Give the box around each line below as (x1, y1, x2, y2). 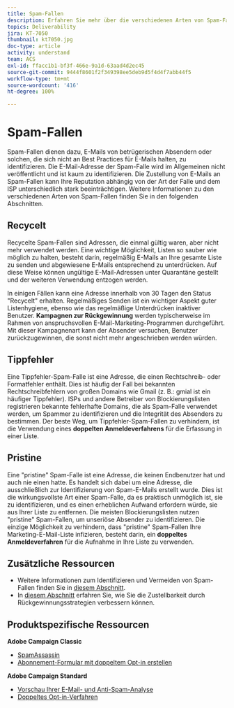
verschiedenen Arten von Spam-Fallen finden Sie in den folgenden (7, 192, 198, 201)
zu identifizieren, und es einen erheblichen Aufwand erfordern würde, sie (7, 500, 218, 509)
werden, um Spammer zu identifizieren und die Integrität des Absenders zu (7, 410, 223, 418)
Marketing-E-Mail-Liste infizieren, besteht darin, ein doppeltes (7, 530, 187, 538)
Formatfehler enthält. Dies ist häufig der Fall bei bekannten (7, 380, 175, 388)
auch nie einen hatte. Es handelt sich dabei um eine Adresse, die (7, 478, 193, 486)
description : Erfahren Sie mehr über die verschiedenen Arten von (7, 17, 204, 24)
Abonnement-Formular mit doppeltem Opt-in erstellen (17, 658, 173, 667)
